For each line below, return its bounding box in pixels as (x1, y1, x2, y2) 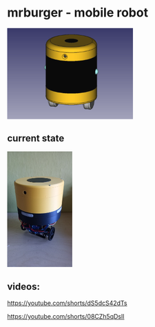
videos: (7, 281, 40, 293)
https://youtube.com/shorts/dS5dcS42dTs (7, 299, 127, 308)
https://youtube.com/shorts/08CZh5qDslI (7, 313, 125, 321)
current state (7, 132, 65, 144)
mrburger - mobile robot (7, 5, 149, 21)
